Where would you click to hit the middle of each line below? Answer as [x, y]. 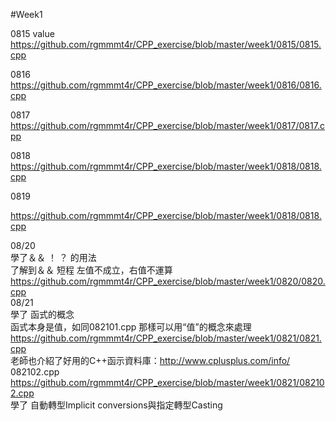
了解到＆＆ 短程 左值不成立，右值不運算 [91, 270]
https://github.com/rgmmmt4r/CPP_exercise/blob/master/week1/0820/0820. [168, 281]
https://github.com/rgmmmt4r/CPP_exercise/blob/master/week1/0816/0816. [166, 85]
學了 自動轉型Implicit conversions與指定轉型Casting [116, 405]
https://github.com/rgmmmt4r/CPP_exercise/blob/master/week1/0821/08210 [167, 382]
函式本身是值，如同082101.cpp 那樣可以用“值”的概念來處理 [131, 327]
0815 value [32, 33]
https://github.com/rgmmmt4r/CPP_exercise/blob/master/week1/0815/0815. [166, 44]
